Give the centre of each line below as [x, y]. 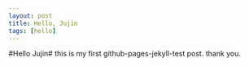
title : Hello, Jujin [44, 23]
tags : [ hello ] [33, 31]
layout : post [31, 16]
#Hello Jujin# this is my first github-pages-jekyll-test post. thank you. [125, 54]
